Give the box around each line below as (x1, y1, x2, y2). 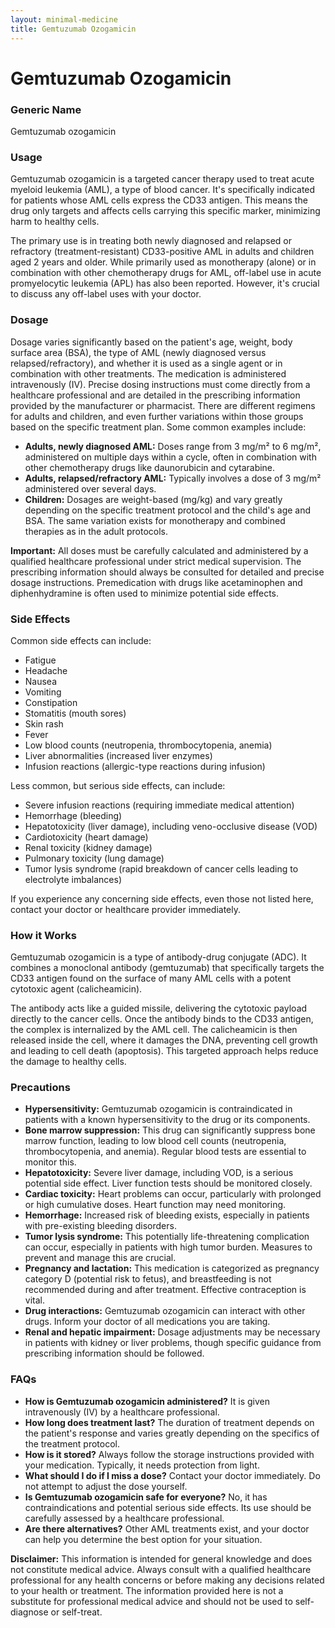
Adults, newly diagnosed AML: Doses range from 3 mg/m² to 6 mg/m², (24, 440, 322, 452)
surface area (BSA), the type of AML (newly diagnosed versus (10, 346, 267, 358)
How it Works (10, 928, 77, 942)
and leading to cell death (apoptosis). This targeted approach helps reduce (10, 1045, 319, 1057)
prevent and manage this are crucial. (24, 1252, 177, 1264)
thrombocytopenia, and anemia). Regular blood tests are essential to (24, 1146, 307, 1158)
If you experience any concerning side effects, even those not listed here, (10, 892, 314, 905)
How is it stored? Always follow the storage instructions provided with (24, 1448, 315, 1460)
